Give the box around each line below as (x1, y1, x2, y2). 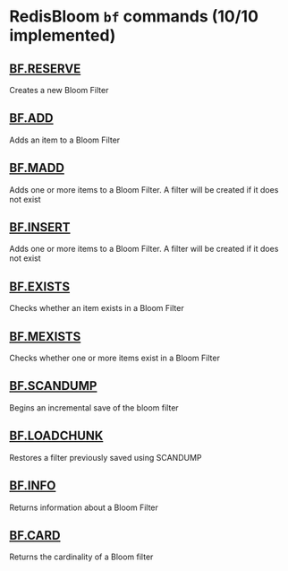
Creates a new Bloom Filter (9, 85, 109, 95)
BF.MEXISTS (9, 329, 81, 344)
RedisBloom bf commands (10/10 (9, 6, 259, 27)
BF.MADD (9, 160, 65, 176)
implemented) (9, 25, 116, 46)
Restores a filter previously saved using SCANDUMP (9, 452, 203, 463)
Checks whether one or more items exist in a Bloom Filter (9, 352, 221, 364)
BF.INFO (9, 478, 56, 494)
